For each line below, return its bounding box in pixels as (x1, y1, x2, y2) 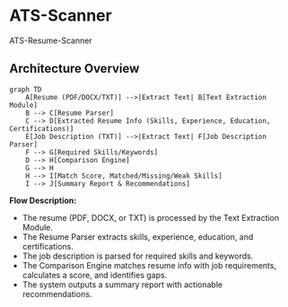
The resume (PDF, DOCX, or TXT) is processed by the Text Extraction (22, 212, 280, 223)
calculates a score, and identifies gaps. (22, 269, 168, 280)
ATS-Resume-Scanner (9, 35, 92, 46)
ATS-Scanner (9, 5, 112, 26)
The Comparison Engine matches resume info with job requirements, (22, 259, 276, 270)
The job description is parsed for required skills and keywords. (22, 250, 254, 261)
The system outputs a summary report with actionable (22, 279, 223, 290)
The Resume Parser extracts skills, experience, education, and (22, 231, 254, 242)
